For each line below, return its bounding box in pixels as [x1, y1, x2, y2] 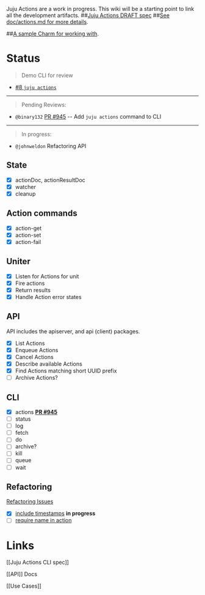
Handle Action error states [15, 293, 82, 300]
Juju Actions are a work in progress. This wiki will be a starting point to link [6, 6, 194, 12]
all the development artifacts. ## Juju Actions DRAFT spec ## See [6, 12, 170, 19]
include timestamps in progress [15, 510, 96, 517]
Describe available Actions [15, 360, 82, 368]
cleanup [15, 190, 36, 198]
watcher [15, 183, 37, 190]
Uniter [6, 256, 31, 267]
